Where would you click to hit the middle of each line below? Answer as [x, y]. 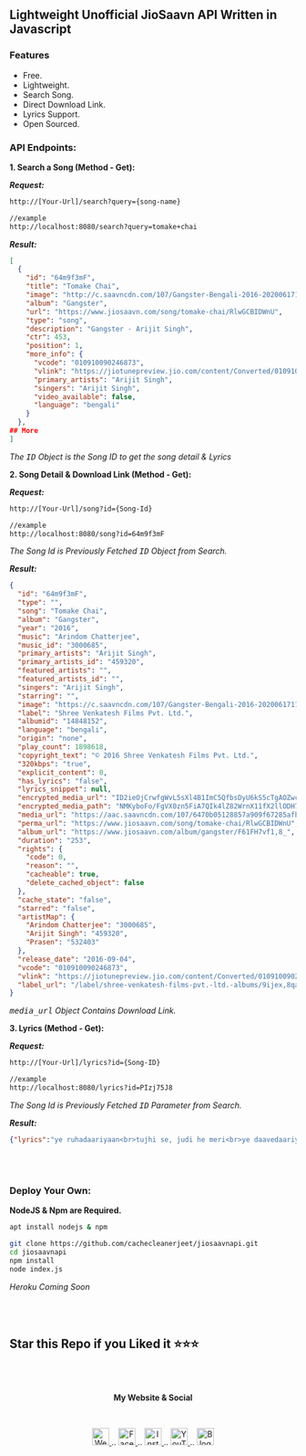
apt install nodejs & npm [58, 1228]
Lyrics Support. [51, 114]
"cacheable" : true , [63, 875]
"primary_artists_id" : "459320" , [81, 662]
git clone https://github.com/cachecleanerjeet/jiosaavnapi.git [134, 1244]
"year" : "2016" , [48, 628]
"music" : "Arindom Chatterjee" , [79, 637]
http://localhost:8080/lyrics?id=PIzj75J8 [91, 1088]
